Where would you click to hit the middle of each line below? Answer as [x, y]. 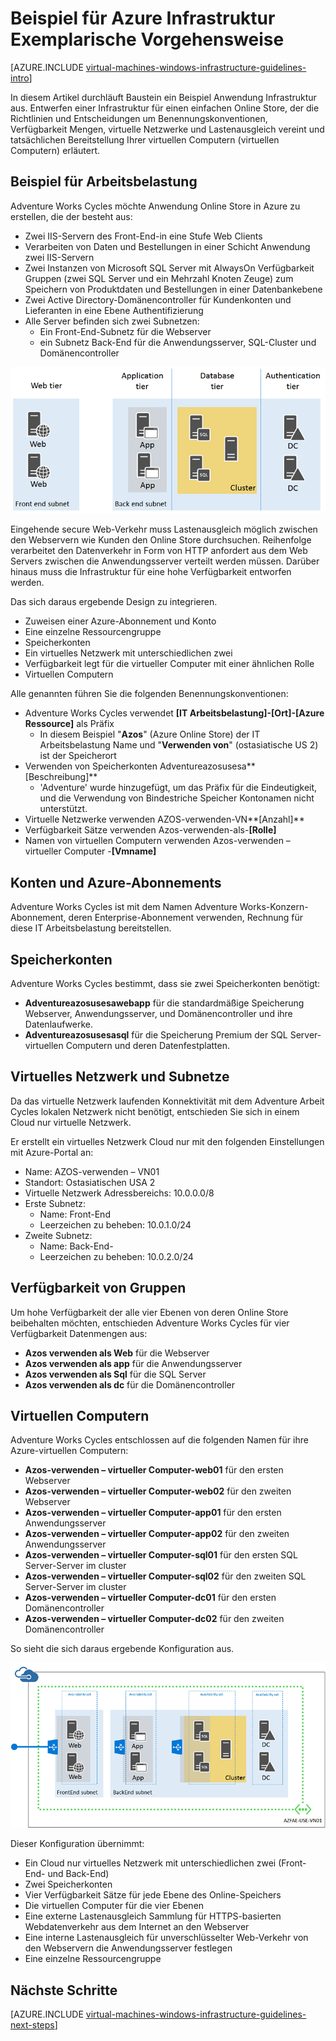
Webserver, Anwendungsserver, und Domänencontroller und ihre [158, 1013]
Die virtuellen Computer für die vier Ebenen [114, 1906]
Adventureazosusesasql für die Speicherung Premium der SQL [156, 1034]
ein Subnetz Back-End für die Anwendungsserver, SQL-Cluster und [178, 342]
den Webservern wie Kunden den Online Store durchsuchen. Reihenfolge [161, 540]
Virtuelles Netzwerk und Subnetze [120, 1077]
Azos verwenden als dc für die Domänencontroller [130, 1384]
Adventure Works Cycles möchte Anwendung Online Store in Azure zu [155, 206]
